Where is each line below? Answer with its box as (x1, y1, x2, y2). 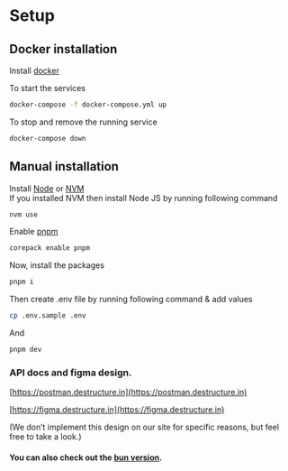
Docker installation (9, 42, 118, 57)
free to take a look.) (9, 431, 83, 442)
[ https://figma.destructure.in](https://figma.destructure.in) (9, 404, 225, 415)
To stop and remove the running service (9, 116, 157, 127)
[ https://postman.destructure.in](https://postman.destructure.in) (9, 387, 247, 398)
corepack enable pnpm (9, 244, 91, 253)
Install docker (9, 65, 60, 76)
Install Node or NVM (9, 182, 85, 194)
